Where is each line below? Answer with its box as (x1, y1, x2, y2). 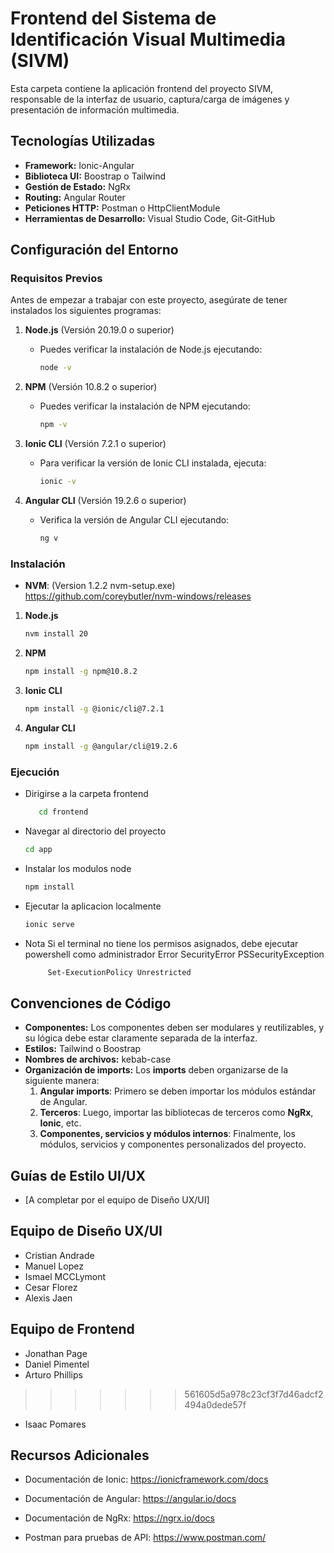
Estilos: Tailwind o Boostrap (24, 1043, 142, 1055)
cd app (24, 844, 53, 854)
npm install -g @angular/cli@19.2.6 (24, 741, 178, 751)
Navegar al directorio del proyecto (24, 825, 167, 837)
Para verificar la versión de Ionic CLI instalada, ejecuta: (39, 457, 267, 469)
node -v (39, 363, 72, 373)
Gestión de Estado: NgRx (24, 180, 131, 192)
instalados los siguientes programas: (10, 305, 162, 317)
